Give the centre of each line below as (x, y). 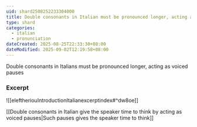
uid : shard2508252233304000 (40, 11)
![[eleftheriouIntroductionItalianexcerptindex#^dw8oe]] (72, 101)
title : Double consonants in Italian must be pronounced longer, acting (97, 17)
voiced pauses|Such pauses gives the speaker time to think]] (80, 118)
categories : (21, 28)
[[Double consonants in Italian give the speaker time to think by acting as (94, 112)
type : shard (21, 22)
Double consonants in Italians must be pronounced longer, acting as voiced (97, 66)
